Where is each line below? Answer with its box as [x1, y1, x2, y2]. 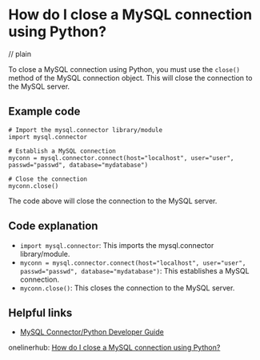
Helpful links [8, 306, 73, 319]
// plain [8, 49, 32, 58]
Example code [8, 105, 81, 118]
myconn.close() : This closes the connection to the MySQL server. [19, 282, 235, 293]
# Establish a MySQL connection [8, 146, 116, 155]
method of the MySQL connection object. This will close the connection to [8, 73, 253, 82]
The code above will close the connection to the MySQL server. [8, 196, 218, 206]
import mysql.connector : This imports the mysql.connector [19, 240, 214, 250]
